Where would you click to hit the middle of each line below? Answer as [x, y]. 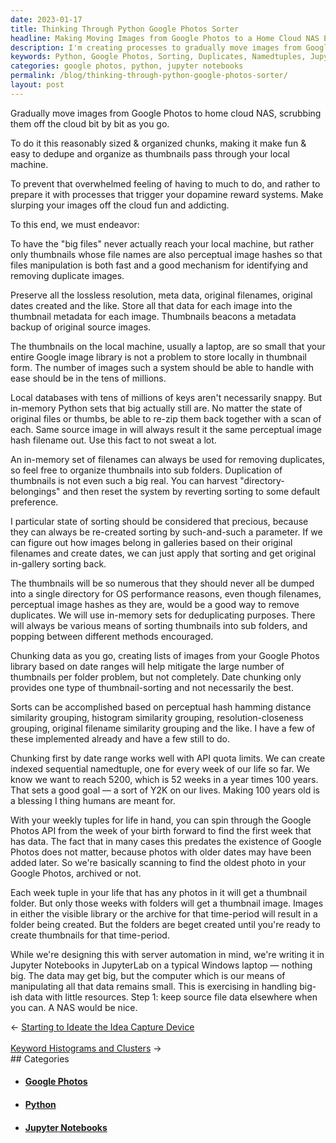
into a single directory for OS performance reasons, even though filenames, [166, 593]
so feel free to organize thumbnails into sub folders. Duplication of [146, 470]
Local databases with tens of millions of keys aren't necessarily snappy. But [166, 397]
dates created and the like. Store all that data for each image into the [151, 305]
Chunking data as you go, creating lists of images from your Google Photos [165, 655]
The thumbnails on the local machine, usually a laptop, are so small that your [168, 346]
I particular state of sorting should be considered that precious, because [159, 521]
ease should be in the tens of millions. [88, 378]
